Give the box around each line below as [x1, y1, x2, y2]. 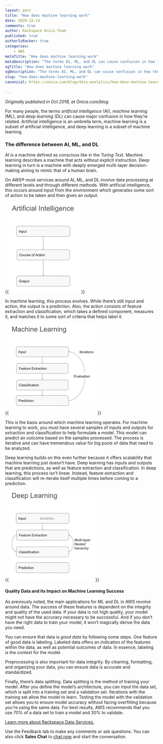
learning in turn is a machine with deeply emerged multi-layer [5, 162, 128, 168]
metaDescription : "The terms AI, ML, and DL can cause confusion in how [5, 59, 155, 64]
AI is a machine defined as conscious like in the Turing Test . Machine [5, 152, 143, 158]
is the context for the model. [5, 650, 62, 655]
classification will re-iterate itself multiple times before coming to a [5, 476, 138, 481]
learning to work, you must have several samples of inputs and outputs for [5, 425, 154, 430]
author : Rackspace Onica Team [5, 28, 66, 34]
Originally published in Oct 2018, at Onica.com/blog [5, 99, 109, 105]
